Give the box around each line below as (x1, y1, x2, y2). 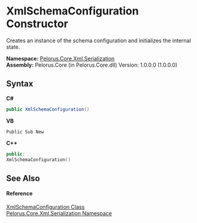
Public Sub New (6, 129, 44, 135)
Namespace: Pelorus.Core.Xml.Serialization (6, 55, 115, 62)
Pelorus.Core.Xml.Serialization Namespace (6, 209, 112, 217)
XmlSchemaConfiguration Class (6, 203, 85, 210)
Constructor (6, 17, 69, 31)
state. (6, 43, 20, 50)
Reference (6, 190, 33, 197)
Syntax (6, 79, 34, 89)
